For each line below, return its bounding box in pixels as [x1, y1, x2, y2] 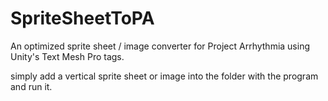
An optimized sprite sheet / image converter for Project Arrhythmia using [10, 40, 311, 52]
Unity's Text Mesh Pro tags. [10, 50, 125, 62]
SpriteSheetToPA [10, 7, 155, 30]
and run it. [10, 80, 53, 92]
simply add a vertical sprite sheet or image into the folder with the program [10, 70, 319, 82]
